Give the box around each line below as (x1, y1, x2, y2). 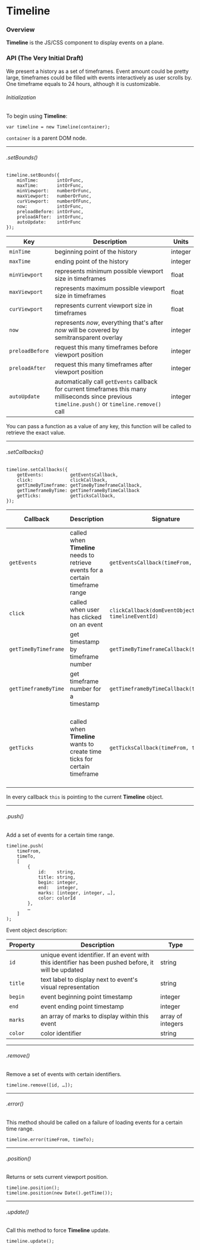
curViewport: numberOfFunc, (17, 198, 92, 204)
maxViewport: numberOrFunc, (17, 193, 92, 199)
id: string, (37, 869, 76, 875)
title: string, (37, 874, 76, 880)
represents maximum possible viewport (54, 284, 165, 293)
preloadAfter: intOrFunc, (17, 214, 84, 220)
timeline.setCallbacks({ (6, 467, 68, 473)
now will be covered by (54, 326, 120, 334)
